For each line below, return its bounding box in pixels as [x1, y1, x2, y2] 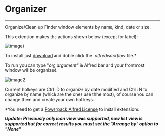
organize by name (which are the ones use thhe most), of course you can [5, 91, 154, 97]
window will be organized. [5, 67, 58, 73]
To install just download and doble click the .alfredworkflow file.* [5, 52, 137, 58]
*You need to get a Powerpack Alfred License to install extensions [5, 106, 139, 112]
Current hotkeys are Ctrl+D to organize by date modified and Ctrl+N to [5, 86, 148, 92]
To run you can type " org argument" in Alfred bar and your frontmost [5, 62, 145, 68]
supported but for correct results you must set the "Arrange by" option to [5, 121, 158, 127]
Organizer [5, 3, 47, 15]
